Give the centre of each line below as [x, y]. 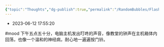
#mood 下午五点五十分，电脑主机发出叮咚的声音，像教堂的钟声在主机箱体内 [81, 33]
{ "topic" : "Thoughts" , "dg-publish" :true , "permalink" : [60, 9]
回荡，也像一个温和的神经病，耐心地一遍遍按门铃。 [56, 39]
